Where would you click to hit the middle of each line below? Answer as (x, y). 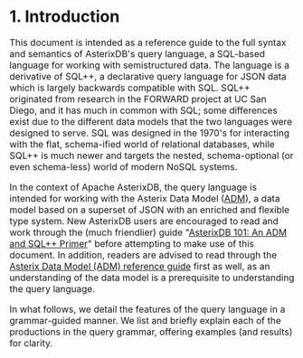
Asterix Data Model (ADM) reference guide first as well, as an (140, 266)
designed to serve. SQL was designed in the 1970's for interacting (150, 133)
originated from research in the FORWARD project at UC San (138, 99)
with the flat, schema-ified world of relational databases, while (142, 144)
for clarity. (31, 343)
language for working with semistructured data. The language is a (149, 65)
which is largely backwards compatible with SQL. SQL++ (130, 88)
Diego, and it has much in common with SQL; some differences (143, 110)
